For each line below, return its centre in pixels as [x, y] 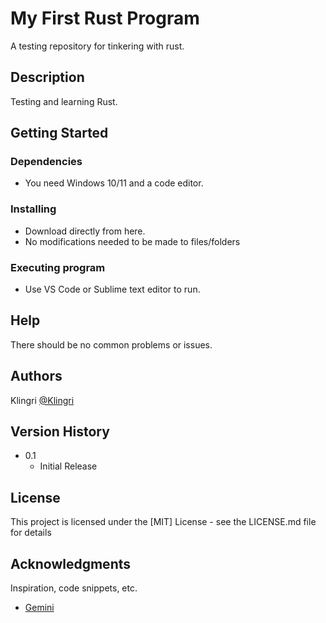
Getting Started [59, 133]
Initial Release [68, 466]
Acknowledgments [71, 563]
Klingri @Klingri [42, 400]
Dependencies [46, 162]
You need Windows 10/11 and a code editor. [114, 183]
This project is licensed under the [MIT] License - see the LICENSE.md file [163, 522]
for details [31, 533]
